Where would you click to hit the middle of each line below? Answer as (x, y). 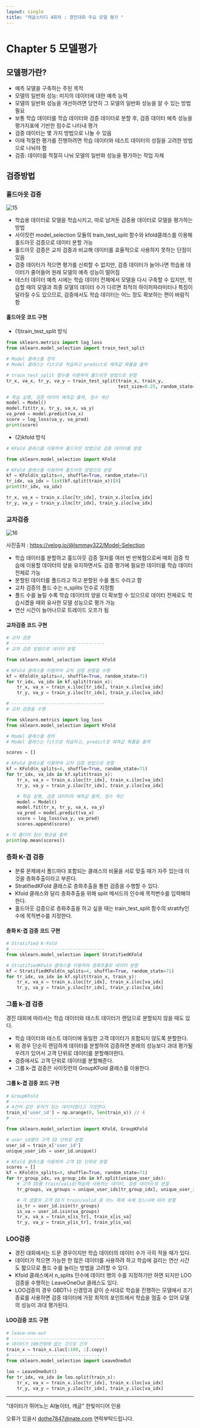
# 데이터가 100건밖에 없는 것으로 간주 (47, 1344)
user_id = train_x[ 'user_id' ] (44, 1145)
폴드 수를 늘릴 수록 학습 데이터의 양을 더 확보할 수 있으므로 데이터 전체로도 (100, 595)
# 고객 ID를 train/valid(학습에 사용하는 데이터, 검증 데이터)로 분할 (93, 1184)
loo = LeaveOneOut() (32, 1371)
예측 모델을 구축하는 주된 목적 (49, 88)
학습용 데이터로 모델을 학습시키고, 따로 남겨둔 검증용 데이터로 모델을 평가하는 (104, 220)
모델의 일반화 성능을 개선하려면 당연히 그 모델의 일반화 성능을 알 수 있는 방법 (103, 103)
